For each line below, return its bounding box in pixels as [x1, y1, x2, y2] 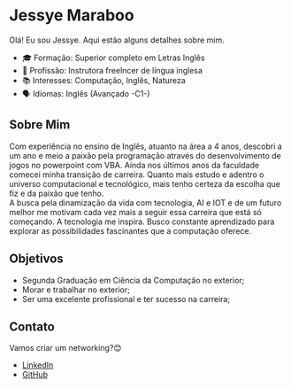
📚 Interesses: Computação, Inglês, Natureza [21, 74, 186, 85]
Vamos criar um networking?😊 [9, 343, 122, 353]
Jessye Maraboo [9, 5, 134, 26]
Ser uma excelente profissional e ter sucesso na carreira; [21, 293, 231, 304]
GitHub [21, 369, 49, 380]
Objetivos [9, 252, 64, 267]
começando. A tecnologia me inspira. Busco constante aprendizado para [9, 216, 275, 227]
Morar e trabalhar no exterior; [21, 284, 130, 295]
